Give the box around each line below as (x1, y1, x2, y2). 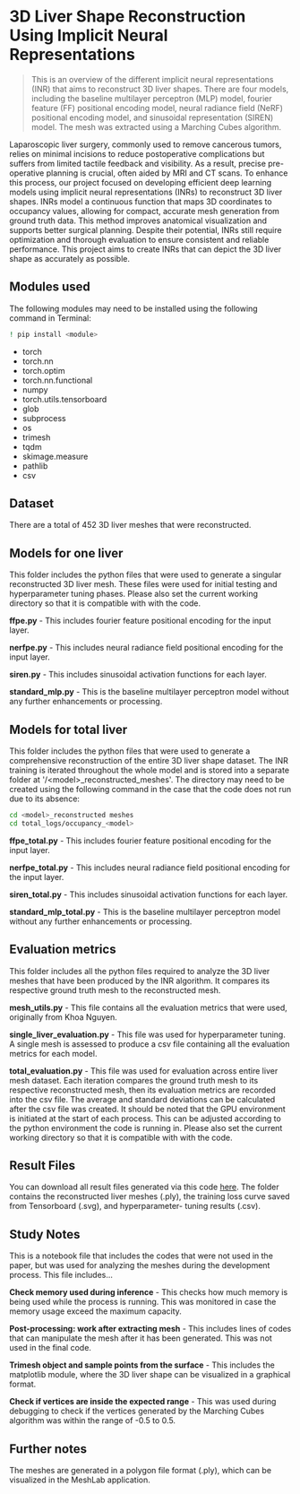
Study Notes (9, 1226, 81, 1242)
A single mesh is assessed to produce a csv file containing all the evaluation (9, 1038, 290, 1049)
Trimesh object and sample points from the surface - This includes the (9, 1360, 275, 1370)
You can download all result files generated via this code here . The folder (9, 1181, 279, 1193)
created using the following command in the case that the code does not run (9, 784, 292, 795)
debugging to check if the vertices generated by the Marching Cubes (9, 1405, 265, 1417)
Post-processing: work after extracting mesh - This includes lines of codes (9, 1324, 292, 1334)
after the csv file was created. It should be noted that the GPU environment (9, 1103, 287, 1114)
